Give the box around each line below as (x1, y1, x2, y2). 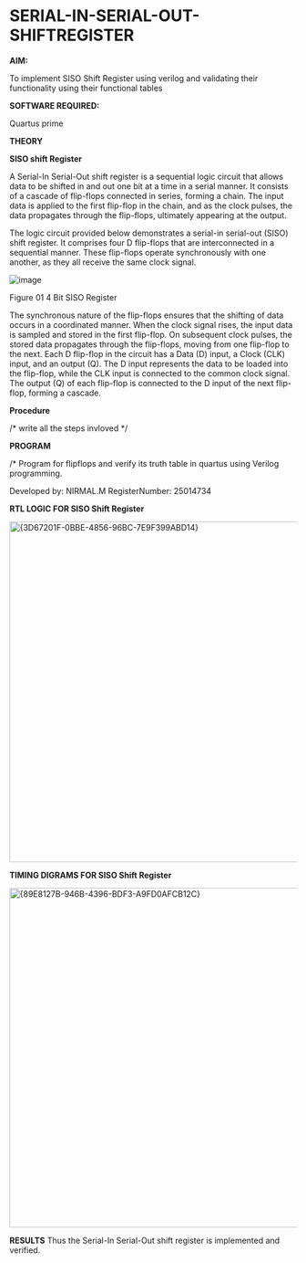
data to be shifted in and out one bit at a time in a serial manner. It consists (9, 180, 289, 192)
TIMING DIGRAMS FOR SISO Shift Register (9, 869, 172, 880)
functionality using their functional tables (9, 82, 163, 93)
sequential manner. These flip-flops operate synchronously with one (9, 247, 267, 258)
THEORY (9, 135, 44, 146)
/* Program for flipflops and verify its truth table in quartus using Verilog (9, 458, 280, 468)
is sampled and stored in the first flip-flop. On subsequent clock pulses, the (9, 329, 293, 340)
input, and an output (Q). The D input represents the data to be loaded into (9, 358, 289, 369)
